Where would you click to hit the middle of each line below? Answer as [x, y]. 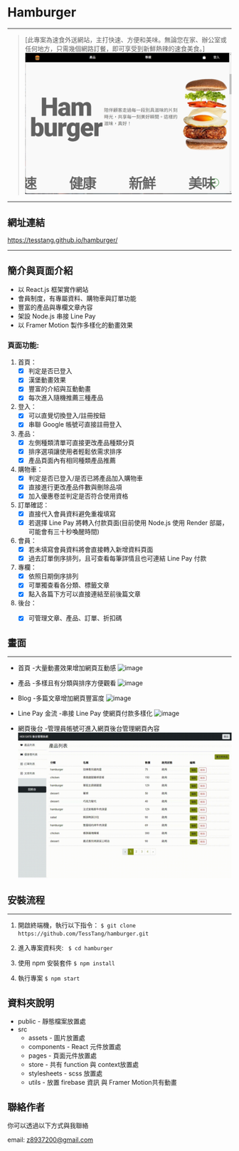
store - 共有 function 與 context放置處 [83, 1065]
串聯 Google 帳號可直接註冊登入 [75, 425]
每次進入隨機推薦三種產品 [66, 398]
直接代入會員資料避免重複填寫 [72, 514]
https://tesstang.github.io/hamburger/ [63, 240]
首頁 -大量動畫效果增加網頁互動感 [67, 668]
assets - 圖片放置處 [57, 1038]
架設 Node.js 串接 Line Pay [57, 316]
